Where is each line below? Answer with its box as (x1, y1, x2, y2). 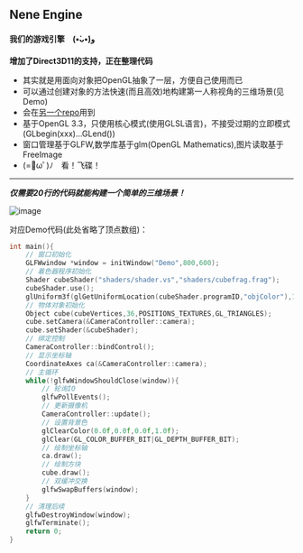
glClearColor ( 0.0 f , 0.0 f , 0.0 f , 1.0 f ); (41, 426, 179, 436)
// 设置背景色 (41, 418, 88, 427)
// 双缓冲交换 (41, 477, 88, 486)
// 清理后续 (25, 502, 65, 511)
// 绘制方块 (41, 460, 81, 469)
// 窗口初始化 (25, 250, 72, 260)
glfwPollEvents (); (41, 392, 111, 402)
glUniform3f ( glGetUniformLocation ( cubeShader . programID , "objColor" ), (25, 292, 293, 301)
